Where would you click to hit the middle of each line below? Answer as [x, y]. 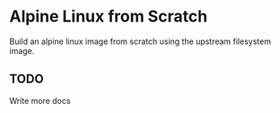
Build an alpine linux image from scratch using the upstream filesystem [140, 41]
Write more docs [40, 100]
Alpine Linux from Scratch [109, 17]
